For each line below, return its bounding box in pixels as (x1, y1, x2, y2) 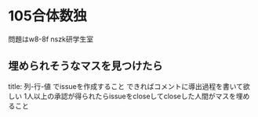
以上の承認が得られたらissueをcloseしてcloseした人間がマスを (33, 91, 237, 101)
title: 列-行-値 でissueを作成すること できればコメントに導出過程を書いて (8, 81, 244, 90)
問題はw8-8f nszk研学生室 (8, 34, 94, 44)
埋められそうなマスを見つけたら (8, 59, 163, 73)
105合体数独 (8, 7, 88, 25)
